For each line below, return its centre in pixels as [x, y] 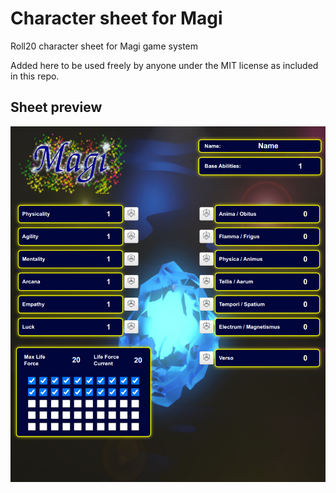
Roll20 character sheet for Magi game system [104, 46]
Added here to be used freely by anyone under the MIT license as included [164, 65]
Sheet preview [56, 107]
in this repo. [35, 76]
